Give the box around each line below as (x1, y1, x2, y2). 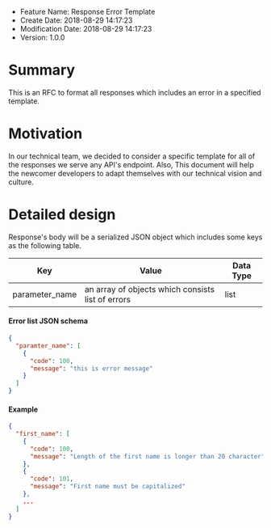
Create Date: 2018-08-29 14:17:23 (19, 15, 133, 25)
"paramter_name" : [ (15, 341, 81, 350)
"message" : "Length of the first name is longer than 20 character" (29, 452, 265, 460)
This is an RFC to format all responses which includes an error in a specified (8, 87, 261, 97)
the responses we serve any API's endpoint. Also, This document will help (8, 159, 254, 169)
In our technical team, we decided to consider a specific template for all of (8, 151, 256, 161)
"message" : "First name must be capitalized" (29, 483, 186, 491)
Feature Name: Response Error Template (19, 7, 156, 16)
